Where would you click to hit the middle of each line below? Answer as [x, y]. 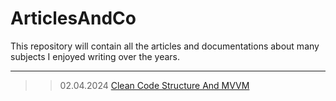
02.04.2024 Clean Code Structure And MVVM [154, 85]
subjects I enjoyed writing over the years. [95, 56]
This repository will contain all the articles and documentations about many [165, 46]
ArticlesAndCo [73, 18]
